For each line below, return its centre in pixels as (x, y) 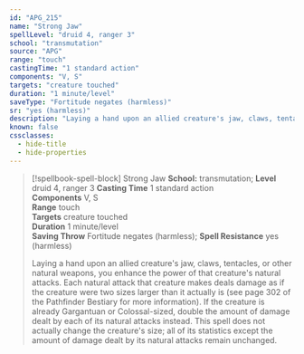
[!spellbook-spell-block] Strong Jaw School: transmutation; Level (154, 178)
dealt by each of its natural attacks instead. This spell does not (148, 321)
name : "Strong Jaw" (46, 26)
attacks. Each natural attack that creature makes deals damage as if (158, 282)
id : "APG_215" (36, 18)
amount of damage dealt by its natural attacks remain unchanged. (154, 340)
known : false (34, 128)
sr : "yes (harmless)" (50, 110)
